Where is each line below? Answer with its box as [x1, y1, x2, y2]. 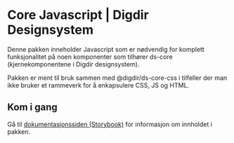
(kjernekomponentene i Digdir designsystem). [7, 60, 140, 68]
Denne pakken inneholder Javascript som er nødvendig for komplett [7, 45, 205, 53]
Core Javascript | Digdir [7, 7, 149, 23]
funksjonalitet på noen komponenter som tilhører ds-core [7, 53, 174, 61]
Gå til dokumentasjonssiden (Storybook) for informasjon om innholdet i [7, 120, 213, 128]
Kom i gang [7, 102, 58, 114]
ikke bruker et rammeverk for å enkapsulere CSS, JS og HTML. [7, 81, 190, 89]
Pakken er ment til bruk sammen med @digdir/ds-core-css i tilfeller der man [7, 74, 228, 82]
